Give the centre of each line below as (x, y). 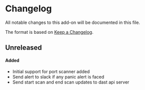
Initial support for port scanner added (51, 71)
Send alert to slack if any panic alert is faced (58, 77)
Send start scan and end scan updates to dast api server (71, 82)
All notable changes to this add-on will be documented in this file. (73, 22)
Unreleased (24, 48)
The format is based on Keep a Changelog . (49, 32)
